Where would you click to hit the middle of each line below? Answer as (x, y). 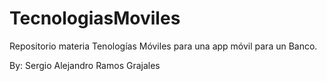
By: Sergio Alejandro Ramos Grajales (85, 65)
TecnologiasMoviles (95, 18)
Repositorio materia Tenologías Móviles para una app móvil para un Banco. (163, 46)
